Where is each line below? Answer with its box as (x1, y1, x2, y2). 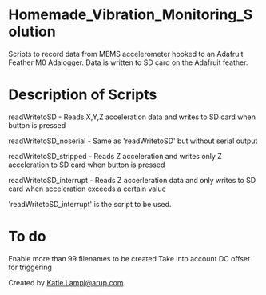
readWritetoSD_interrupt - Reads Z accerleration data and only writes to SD (8, 175, 256, 185)
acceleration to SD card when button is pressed (8, 160, 165, 169)
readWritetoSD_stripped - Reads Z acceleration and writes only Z (8, 151, 222, 161)
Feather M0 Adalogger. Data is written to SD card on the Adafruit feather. (8, 58, 248, 67)
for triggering (8, 262, 52, 272)
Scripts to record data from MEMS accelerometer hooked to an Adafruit (8, 49, 244, 58)
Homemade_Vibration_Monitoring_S (8, 6, 253, 24)
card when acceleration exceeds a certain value (8, 184, 166, 193)
